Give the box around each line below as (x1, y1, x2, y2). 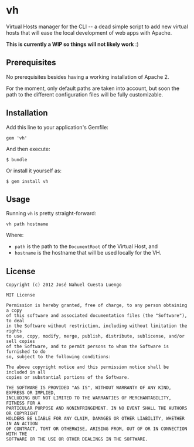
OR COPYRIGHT (6, 411, 38, 416)
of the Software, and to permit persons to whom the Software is (6, 343, 169, 350)
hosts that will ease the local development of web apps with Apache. (6, 29, 172, 36)
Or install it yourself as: (6, 167, 62, 174)
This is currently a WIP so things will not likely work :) (6, 41, 139, 48)
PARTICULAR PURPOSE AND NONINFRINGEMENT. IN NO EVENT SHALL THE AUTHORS (6, 405, 188, 412)
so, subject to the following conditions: (6, 354, 111, 360)
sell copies (6, 339, 35, 345)
